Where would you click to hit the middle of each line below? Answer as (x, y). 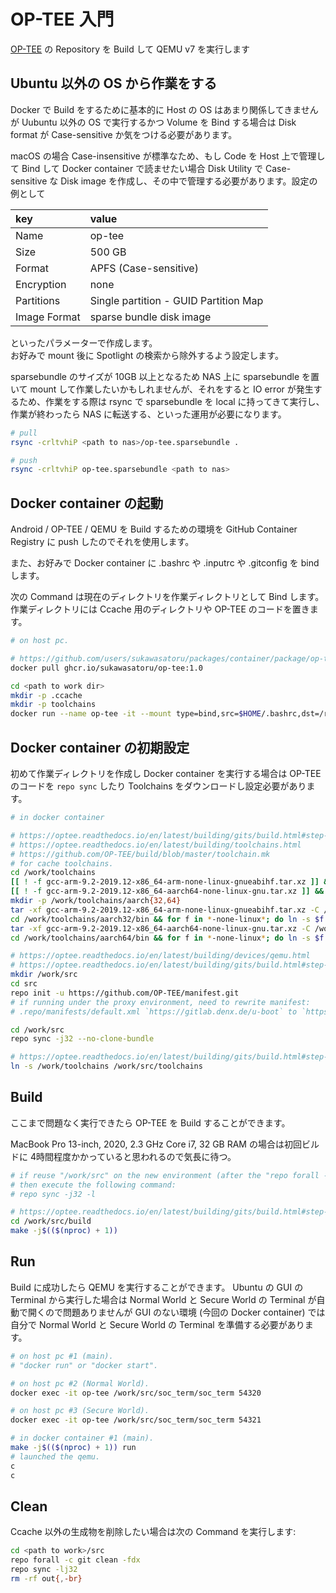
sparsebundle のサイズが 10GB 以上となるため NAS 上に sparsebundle (155, 376)
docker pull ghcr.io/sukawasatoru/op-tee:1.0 (106, 668)
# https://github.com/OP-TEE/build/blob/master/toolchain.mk (140, 854)
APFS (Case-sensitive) (144, 268)
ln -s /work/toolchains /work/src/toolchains (106, 1066)
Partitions (38, 300)
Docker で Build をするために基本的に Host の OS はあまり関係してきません (164, 109)
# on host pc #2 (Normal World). (80, 1383)
